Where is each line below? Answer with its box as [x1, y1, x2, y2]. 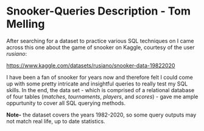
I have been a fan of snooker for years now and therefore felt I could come [6, 73, 193, 81]
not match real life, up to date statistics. [6, 117, 105, 125]
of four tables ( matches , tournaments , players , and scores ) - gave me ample [6, 93, 199, 100]
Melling [6, 17, 45, 31]
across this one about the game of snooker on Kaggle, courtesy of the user [6, 44, 195, 51]
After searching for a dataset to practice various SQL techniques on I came [6, 37, 194, 44]
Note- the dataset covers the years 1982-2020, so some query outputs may [6, 111, 197, 118]
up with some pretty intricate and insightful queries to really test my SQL [6, 80, 188, 87]
